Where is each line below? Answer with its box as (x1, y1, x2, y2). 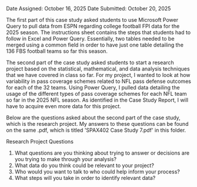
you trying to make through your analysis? (14, 156, 116, 162)
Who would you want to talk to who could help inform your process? (14, 168, 181, 175)
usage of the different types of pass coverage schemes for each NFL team (6, 91, 187, 97)
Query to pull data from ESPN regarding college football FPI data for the (6, 23, 180, 29)
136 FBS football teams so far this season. (6, 48, 108, 55)
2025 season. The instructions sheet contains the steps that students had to (6, 29, 191, 36)
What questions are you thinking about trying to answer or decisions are (14, 149, 190, 156)
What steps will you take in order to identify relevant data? (14, 175, 156, 181)
